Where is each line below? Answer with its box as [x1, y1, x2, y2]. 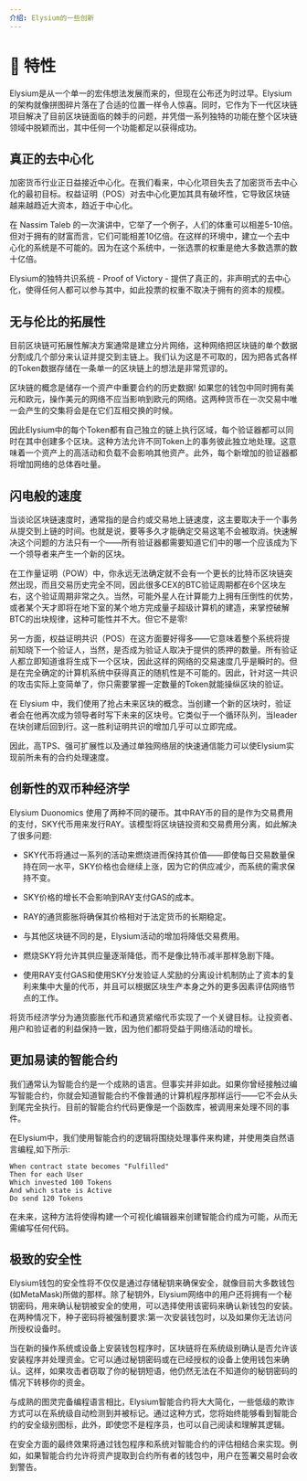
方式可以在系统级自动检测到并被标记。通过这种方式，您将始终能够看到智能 [9, 1408, 290, 1419]
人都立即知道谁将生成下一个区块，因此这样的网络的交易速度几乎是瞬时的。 [9, 655, 290, 666]
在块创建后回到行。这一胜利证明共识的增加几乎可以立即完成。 [9, 721, 242, 731]
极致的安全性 [9, 1252, 82, 1267]
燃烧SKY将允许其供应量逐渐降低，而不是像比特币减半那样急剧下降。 [22, 950, 280, 961]
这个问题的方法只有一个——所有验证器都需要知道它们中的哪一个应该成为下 [16, 537, 298, 548]
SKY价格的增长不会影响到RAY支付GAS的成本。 [22, 891, 199, 902]
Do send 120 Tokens [9, 1194, 84, 1203]
